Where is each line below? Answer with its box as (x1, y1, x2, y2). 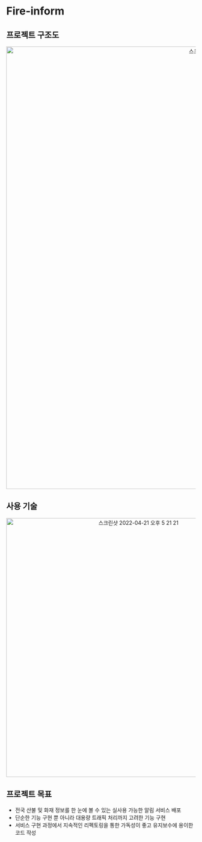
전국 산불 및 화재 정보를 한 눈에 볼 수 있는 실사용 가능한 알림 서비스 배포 (14, 806, 182, 814)
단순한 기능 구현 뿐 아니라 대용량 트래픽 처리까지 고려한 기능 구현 (14, 814, 166, 821)
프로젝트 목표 (6, 789, 52, 800)
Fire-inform (6, 4, 65, 18)
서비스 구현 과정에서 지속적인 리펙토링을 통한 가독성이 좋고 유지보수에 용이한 (14, 821, 194, 829)
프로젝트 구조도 (6, 30, 60, 40)
